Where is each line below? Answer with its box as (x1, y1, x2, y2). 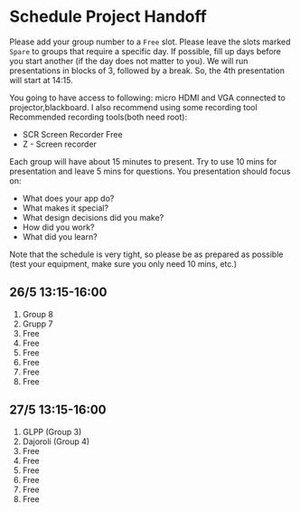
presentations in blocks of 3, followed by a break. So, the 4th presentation (9, 65, 286, 76)
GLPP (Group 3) (22, 426, 82, 437)
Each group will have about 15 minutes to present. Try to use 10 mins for (9, 156, 277, 166)
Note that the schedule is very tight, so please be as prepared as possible (9, 249, 284, 260)
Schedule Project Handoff (9, 6, 208, 27)
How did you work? (22, 222, 95, 232)
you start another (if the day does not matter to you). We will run (9, 55, 248, 66)
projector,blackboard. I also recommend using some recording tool (9, 101, 258, 112)
